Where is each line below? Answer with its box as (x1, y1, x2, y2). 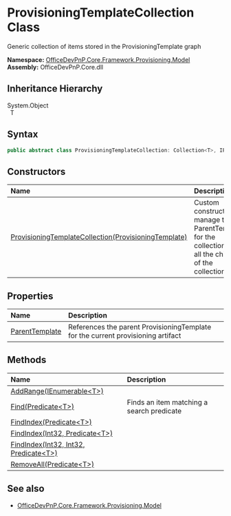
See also (7, 483, 45, 495)
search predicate (126, 406, 182, 415)
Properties (7, 290, 54, 302)
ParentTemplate (10, 327, 62, 336)
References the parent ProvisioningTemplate (67, 322, 212, 332)
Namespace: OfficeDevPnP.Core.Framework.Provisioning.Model (7, 55, 190, 63)
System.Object (7, 101, 49, 110)
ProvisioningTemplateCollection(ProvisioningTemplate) (10, 232, 188, 242)
